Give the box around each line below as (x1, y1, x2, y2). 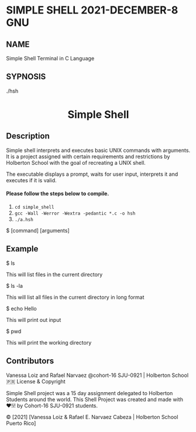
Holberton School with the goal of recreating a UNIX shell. (6, 159, 146, 166)
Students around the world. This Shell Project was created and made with (6, 396, 183, 403)
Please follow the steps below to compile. (6, 190, 109, 197)
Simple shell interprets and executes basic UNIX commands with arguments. (6, 147, 191, 154)
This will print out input (6, 316, 61, 323)
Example (6, 244, 39, 254)
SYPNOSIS (6, 72, 46, 82)
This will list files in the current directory (6, 271, 103, 278)
